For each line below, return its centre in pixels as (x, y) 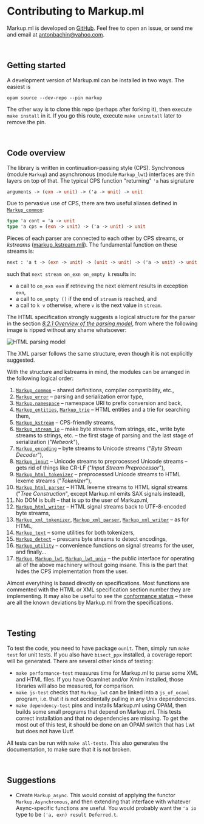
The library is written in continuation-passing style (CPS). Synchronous (96, 167)
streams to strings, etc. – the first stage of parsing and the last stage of (104, 435)
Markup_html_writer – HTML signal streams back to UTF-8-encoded (101, 507)
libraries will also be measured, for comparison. (75, 686)
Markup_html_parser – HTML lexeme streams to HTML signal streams (101, 487)
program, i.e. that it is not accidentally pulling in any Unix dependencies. (106, 699)
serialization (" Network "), (47, 442)
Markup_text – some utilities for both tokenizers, (75, 533)
